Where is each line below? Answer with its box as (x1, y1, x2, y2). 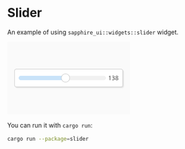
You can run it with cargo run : (7, 120, 93, 130)
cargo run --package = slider (7, 135, 89, 142)
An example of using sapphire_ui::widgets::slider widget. (7, 28, 179, 36)
